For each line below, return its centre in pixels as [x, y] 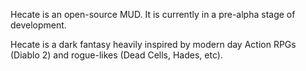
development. [38, 25]
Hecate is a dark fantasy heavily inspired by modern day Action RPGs [153, 44]
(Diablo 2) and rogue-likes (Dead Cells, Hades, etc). [116, 55]
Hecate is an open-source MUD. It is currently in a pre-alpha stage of [153, 14]
